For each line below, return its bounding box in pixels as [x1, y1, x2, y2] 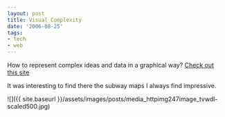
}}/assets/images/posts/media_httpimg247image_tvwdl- [57, 95, 218, 103]
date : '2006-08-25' [7, 23, 64, 30]
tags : [7, 29, 23, 36]
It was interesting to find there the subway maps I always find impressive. [7, 82, 217, 89]
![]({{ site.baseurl [7, 95, 56, 103]
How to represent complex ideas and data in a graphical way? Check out [7, 61, 215, 69]
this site [7, 68, 30, 76]
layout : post [7, 10, 45, 17]
